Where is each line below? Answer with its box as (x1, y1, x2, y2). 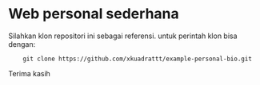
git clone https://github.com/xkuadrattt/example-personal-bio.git (22, 55, 252, 63)
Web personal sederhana (8, 5, 180, 23)
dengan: (8, 39, 36, 48)
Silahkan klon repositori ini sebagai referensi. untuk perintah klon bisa (8, 31, 238, 41)
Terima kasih (8, 68, 50, 78)
